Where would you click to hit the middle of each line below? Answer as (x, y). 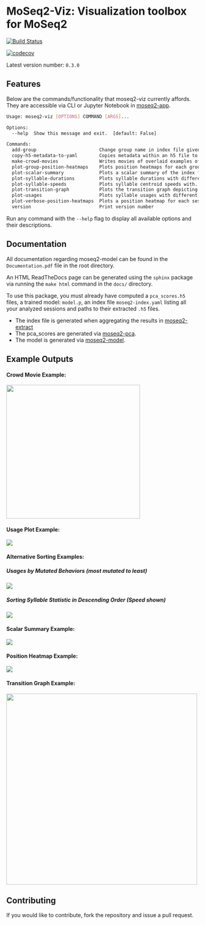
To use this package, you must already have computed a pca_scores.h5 (96, 295)
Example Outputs (40, 359)
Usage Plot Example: (33, 529)
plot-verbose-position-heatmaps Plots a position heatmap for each (101, 201)
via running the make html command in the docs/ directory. (80, 284)
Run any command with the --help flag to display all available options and (99, 218)
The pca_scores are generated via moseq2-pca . (76, 333)
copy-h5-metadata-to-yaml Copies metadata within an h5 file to (105, 156)
